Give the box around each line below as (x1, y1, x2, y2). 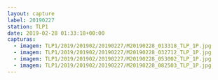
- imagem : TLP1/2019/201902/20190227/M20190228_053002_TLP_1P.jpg (13, 56, 212, 63)
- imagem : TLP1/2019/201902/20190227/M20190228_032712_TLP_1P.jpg (13, 49, 212, 56)
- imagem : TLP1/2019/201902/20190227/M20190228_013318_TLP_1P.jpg (13, 42, 212, 49)
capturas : (7, 36, 36, 43)
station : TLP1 (7, 23, 49, 30)
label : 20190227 (7, 17, 55, 24)
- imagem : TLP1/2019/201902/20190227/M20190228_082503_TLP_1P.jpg (13, 62, 212, 69)
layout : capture (7, 10, 55, 17)
